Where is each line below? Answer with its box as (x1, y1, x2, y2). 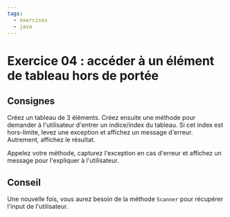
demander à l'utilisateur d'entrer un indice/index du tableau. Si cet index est (7, 121, 224, 129)
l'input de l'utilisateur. (7, 202, 69, 211)
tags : (7, 10, 23, 17)
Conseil (7, 176, 42, 188)
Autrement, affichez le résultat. (7, 136, 96, 144)
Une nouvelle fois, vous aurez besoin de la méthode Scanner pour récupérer (7, 195, 224, 203)
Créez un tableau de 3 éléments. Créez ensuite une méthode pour (7, 114, 196, 122)
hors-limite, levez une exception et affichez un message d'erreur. (7, 128, 193, 137)
